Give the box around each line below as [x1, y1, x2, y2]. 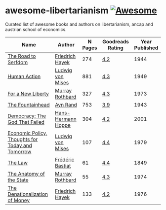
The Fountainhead [7, 101, 50, 108]
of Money [7, 197, 30, 204]
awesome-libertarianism [5, 5, 109, 16]
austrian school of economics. [5, 26, 67, 32]
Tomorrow [7, 148, 32, 155]
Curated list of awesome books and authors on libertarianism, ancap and [5, 21, 153, 27]
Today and [7, 142, 32, 149]
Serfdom [7, 59, 28, 66]
